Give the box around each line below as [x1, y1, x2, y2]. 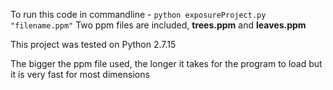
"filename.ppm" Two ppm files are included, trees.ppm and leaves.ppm [10, 19, 307, 31]
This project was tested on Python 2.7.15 [10, 39, 177, 50]
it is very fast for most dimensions [10, 69, 150, 80]
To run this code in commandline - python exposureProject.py [10, 9, 267, 20]
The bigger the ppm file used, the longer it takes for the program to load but [10, 58, 323, 69]
